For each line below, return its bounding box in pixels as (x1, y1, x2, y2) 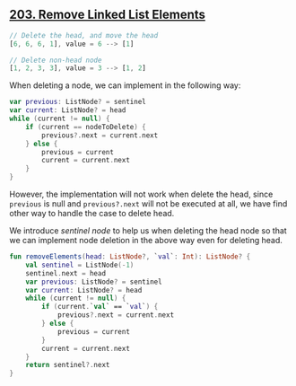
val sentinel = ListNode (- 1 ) (25, 260, 135, 269)
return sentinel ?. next (25, 361, 110, 370)
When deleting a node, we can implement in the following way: (9, 80, 241, 91)
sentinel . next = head (25, 268, 106, 277)
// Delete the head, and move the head (9, 31, 159, 39)
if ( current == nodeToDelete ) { (25, 122, 146, 131)
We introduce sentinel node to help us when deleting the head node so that (9, 225, 287, 236)
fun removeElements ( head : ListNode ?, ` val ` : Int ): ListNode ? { (9, 252, 251, 261)
